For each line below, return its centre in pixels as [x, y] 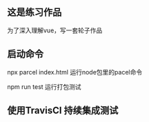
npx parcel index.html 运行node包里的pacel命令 [75, 72]
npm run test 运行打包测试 [44, 87]
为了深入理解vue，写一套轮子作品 [55, 30]
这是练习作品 [34, 12]
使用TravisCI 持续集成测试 [63, 111]
